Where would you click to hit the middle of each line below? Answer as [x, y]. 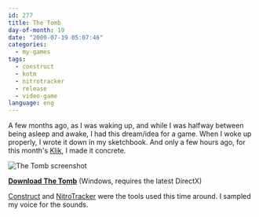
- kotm [26, 74]
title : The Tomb [35, 23]
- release [31, 88]
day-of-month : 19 [36, 30]
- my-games [33, 52]
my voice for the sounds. [48, 204]
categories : [27, 45]
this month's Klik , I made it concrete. [67, 151]
